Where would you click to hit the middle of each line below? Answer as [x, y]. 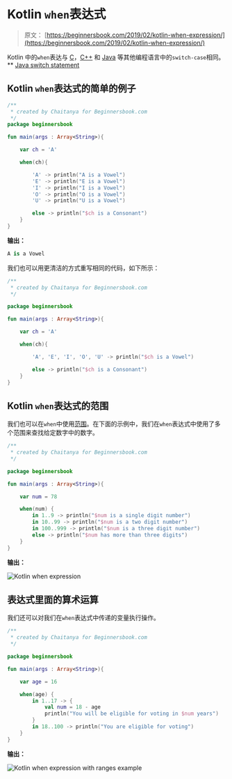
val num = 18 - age [72, 707]
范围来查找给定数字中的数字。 [56, 433]
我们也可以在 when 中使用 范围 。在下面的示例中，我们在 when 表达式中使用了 [111, 424]
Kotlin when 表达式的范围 [58, 406]
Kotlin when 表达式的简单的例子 [72, 89]
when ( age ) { [37, 694]
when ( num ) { [37, 509]
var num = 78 [39, 496]
